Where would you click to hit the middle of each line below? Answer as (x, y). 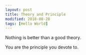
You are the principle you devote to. (42, 47)
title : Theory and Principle (35, 14)
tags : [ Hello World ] (27, 24)
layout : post (19, 10)
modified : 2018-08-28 (28, 19)
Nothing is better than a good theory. (43, 38)
